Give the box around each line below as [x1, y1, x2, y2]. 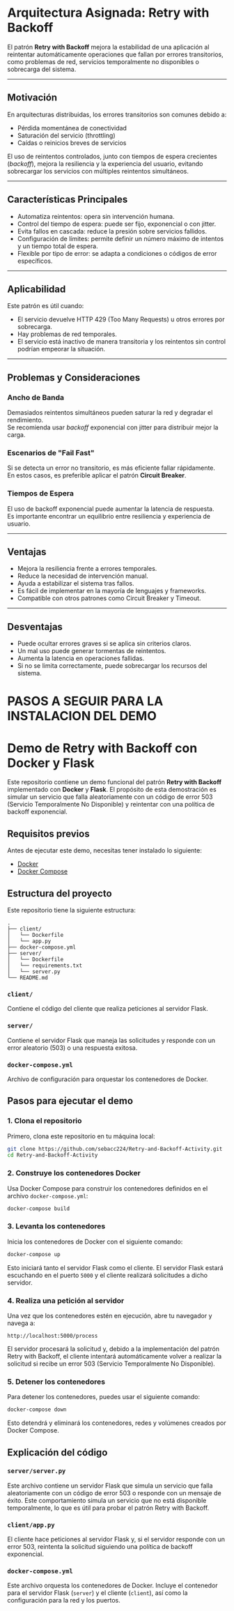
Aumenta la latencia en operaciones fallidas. [17, 654, 145, 663]
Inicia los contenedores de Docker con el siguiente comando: [7, 1237, 183, 1246]
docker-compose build [7, 1205, 70, 1212]
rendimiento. [7, 416, 44, 425]
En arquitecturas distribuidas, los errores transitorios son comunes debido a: [7, 110, 227, 119]
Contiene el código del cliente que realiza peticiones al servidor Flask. [7, 1005, 208, 1013]
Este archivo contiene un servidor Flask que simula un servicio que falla [7, 1481, 213, 1490]
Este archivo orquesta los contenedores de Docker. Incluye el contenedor [7, 1581, 218, 1590]
